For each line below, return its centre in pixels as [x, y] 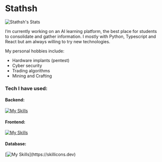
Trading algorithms [31, 70]
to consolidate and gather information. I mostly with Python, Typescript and [81, 36]
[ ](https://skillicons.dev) [40, 154]
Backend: [15, 100]
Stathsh [21, 8]
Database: [16, 144]
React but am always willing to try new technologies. [58, 41]
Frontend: [15, 122]
